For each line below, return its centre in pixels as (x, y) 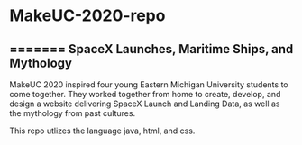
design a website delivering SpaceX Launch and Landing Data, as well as (145, 104)
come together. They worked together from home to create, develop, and (145, 94)
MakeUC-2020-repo (87, 16)
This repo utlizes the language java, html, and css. (102, 131)
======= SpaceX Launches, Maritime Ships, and (151, 49)
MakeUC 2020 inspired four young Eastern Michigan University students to (149, 85)
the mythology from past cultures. (73, 113)
